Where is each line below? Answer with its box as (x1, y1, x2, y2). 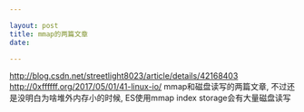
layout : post (9, 21, 59, 30)
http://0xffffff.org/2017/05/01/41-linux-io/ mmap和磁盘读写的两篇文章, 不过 (9, 81, 288, 92)
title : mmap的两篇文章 (9, 29, 89, 39)
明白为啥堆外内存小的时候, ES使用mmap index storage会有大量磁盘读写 (25, 92, 292, 104)
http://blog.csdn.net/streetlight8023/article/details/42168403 (9, 70, 239, 81)
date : (9, 38, 30, 47)
